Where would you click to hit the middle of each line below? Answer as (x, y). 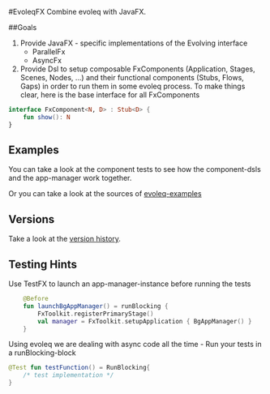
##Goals (23, 27)
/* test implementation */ (69, 375)
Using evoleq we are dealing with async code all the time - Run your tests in (135, 345)
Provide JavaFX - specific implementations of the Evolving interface (134, 43)
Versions (32, 219)
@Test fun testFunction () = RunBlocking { (79, 368)
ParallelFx (49, 51)
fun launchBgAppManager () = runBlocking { (96, 306)
